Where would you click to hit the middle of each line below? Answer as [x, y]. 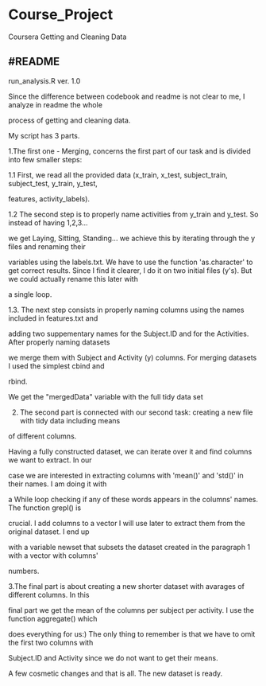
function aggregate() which [53, 618]
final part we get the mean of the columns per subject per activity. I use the [131, 610]
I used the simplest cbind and [56, 366]
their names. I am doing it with [58, 484]
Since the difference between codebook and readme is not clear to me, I [127, 96]
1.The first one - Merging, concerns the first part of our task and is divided [130, 151]
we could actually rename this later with [73, 279]
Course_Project [61, 15]
